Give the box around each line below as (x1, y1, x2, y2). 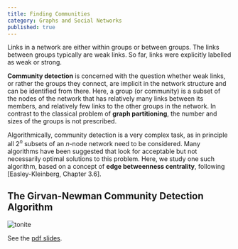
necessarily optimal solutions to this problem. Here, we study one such (7, 155, 215, 163)
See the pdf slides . (7, 233, 63, 242)
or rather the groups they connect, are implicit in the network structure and (7, 79, 227, 88)
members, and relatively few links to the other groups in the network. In (7, 102, 217, 111)
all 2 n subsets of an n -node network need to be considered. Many (7, 138, 201, 148)
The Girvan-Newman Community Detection (7, 190, 204, 202)
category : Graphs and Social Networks (7, 17, 122, 24)
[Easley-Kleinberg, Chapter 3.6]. (7, 170, 102, 178)
